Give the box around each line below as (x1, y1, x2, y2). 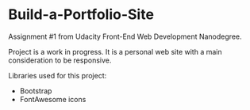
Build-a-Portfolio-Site (8, 6, 155, 24)
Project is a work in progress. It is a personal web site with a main (8, 47, 222, 56)
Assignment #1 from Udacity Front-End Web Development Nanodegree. (8, 32, 242, 41)
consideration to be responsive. (8, 55, 112, 65)
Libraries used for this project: (8, 70, 107, 80)
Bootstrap (19, 85, 52, 96)
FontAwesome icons (19, 94, 87, 104)
